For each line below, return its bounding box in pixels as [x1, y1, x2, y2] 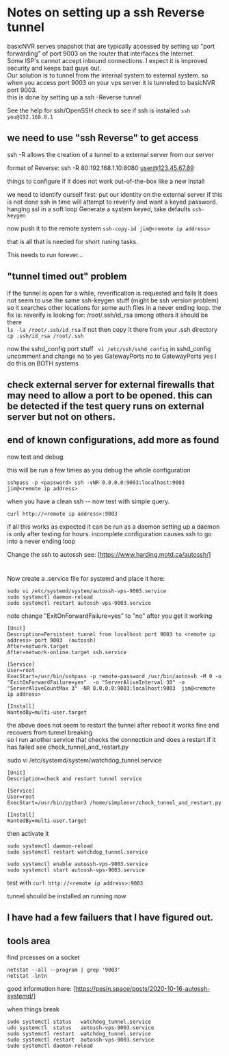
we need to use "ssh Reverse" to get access [7, 132, 200, 144]
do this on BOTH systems [7, 359, 79, 368]
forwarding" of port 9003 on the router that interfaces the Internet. [7, 49, 195, 58]
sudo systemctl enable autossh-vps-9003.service [7, 861, 148, 867]
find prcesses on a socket [7, 953, 80, 961]
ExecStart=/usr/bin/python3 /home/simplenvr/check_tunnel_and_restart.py [7, 799, 222, 806]
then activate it [7, 829, 49, 837]
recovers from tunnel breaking [7, 728, 93, 736]
